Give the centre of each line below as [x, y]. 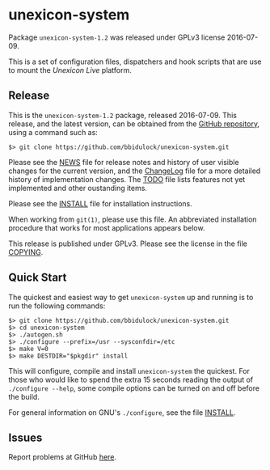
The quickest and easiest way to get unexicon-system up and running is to [131, 297]
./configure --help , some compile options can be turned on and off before [134, 388]
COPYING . [26, 252]
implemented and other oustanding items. [78, 188]
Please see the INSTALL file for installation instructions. [100, 203]
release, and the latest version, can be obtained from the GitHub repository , [134, 124]
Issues [25, 437]
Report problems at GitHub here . [63, 457]
